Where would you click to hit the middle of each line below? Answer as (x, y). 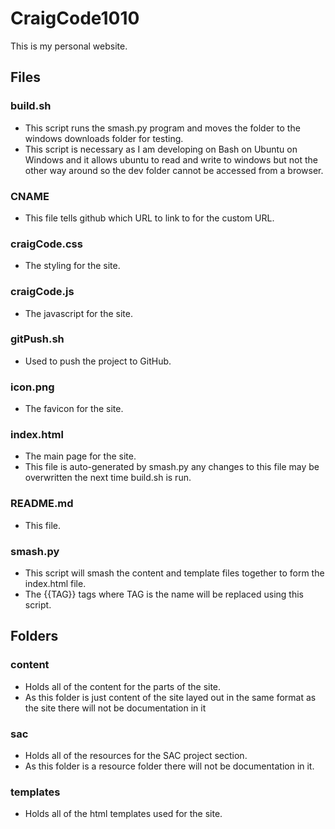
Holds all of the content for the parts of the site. (123, 686)
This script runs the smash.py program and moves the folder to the (162, 128)
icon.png (32, 387)
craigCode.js (42, 292)
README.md (42, 504)
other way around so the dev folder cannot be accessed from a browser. (174, 170)
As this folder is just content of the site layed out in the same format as (170, 697)
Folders (34, 636)
